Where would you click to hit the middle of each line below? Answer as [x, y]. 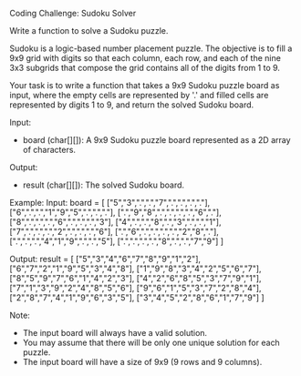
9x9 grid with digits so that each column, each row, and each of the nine [145, 58]
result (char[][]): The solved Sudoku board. [104, 185]
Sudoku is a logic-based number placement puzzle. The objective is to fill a [151, 48]
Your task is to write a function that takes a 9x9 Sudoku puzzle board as [145, 85]
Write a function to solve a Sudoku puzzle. [89, 30]
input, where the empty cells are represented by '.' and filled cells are [139, 95]
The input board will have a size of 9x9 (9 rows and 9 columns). [142, 362]
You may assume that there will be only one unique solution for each [151, 342]
